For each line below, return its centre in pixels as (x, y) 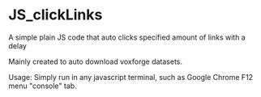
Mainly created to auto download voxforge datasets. (96, 61)
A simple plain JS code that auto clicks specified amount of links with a (127, 37)
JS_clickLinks (56, 15)
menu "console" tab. (43, 86)
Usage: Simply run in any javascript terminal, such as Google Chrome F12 (131, 77)
